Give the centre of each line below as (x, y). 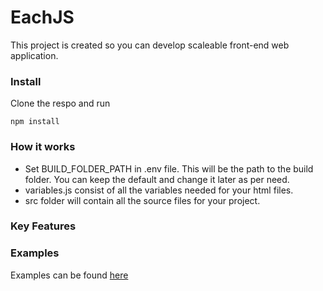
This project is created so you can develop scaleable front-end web (150, 45)
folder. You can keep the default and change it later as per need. (157, 179)
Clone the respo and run (60, 103)
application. (34, 55)
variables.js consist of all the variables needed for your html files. (159, 190)
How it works (43, 147)
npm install (35, 122)
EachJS (42, 17)
